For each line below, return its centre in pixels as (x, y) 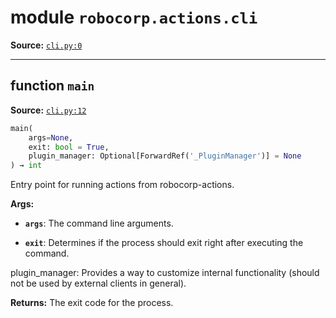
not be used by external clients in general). (98, 283)
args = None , (51, 137)
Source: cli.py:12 (48, 110)
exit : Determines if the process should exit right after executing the (164, 243)
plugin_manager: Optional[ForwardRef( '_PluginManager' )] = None (165, 156)
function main (52, 86)
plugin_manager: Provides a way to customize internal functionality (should (165, 273)
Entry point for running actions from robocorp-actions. (122, 185)
